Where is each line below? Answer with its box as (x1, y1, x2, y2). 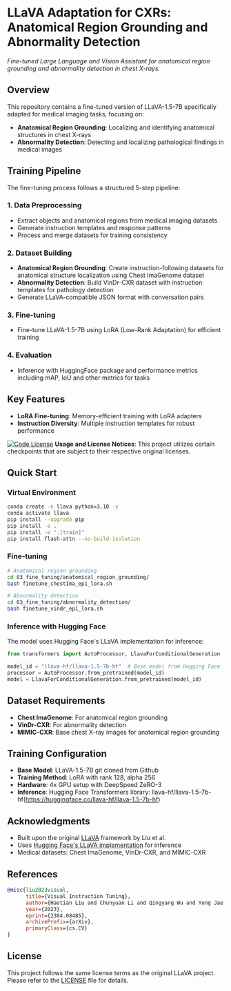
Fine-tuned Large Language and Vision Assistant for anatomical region (7, 57, 210, 65)
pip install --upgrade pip (7, 516, 85, 523)
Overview (7, 84, 50, 96)
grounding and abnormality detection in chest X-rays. (7, 64, 161, 72)
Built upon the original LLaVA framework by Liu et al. (17, 834, 166, 842)
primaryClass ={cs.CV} (25, 925, 88, 932)
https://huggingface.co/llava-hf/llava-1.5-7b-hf (25, 795, 159, 804)
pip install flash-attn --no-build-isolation (7, 535, 140, 542)
